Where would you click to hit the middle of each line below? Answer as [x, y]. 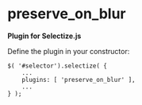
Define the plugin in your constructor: [69, 51]
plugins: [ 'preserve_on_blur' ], [79, 80]
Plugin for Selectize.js [44, 36]
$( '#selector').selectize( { [58, 66]
